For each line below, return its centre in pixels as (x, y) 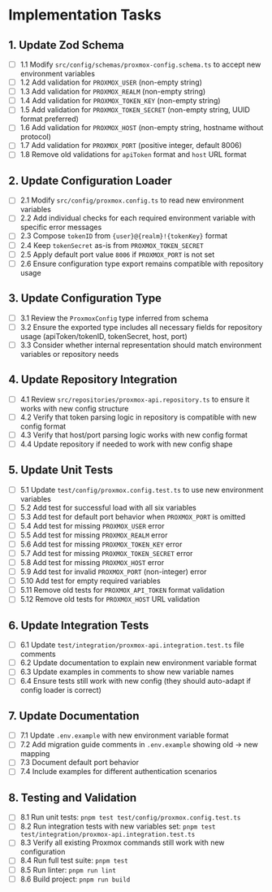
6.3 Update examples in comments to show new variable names (127, 672)
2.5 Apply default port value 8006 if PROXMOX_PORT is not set (117, 255)
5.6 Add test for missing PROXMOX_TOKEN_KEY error (101, 544)
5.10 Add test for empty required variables (90, 581)
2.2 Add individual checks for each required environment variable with (138, 218)
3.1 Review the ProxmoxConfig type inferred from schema (114, 318)
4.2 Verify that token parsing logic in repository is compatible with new (138, 417)
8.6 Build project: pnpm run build (75, 879)
